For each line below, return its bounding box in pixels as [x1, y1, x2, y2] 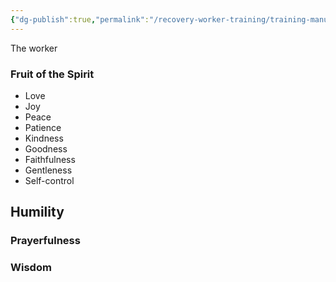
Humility [10, 204, 65, 221]
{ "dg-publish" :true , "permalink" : [10, 14, 150, 25]
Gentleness [24, 164, 73, 176]
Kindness [24, 132, 64, 144]
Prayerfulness [10, 234, 81, 248]
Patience [24, 121, 62, 133]
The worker [10, 42, 58, 54]
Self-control [24, 174, 75, 186]
